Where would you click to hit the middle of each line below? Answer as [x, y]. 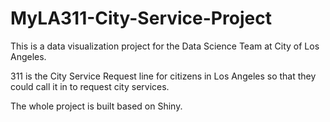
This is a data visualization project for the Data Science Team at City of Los [165, 46]
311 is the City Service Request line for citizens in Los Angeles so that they [163, 76]
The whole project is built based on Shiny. [96, 106]
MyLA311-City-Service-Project [141, 18]
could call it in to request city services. [90, 86]
